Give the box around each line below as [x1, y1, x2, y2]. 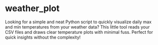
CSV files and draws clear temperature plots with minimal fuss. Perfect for [5, 29, 154, 35]
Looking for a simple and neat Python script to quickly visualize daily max [5, 19, 152, 25]
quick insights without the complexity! [5, 34, 81, 40]
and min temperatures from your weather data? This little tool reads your [5, 24, 150, 30]
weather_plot [5, 3, 60, 14]
